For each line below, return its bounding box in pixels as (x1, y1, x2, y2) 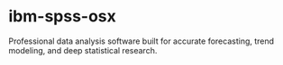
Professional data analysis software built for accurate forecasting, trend (8, 36, 275, 46)
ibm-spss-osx (8, 6, 116, 27)
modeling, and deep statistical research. (8, 45, 158, 55)
